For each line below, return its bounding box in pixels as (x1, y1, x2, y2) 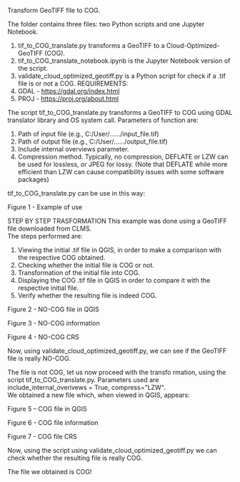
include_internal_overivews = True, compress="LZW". (7, 383, 166, 391)
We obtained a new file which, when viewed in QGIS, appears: (7, 391, 191, 399)
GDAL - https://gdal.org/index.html (17, 87, 120, 95)
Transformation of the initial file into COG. (17, 268, 141, 277)
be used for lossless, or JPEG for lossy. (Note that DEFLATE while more (17, 160, 228, 169)
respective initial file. (17, 283, 79, 292)
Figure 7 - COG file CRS (7, 432, 77, 441)
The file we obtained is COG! (7, 468, 92, 476)
